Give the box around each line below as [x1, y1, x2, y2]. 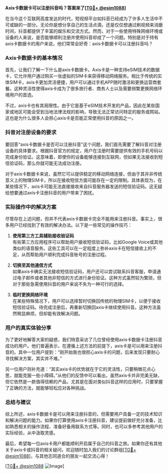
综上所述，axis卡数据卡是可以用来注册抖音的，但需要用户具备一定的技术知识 [5, 411, 162, 417]
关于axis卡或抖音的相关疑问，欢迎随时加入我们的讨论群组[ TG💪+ [5, 447, 136, 453]
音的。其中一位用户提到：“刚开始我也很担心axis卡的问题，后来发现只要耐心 [5, 349, 160, 355]
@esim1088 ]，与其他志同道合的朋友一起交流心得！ [5, 453, 110, 459]
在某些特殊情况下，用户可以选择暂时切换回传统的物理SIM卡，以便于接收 [12, 298, 161, 304]
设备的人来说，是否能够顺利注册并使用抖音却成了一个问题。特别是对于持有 [5, 35, 158, 40]
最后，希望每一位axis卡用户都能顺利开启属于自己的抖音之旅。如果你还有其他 [5, 440, 162, 446]
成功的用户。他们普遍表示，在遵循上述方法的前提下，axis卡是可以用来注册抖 [5, 343, 162, 349]
